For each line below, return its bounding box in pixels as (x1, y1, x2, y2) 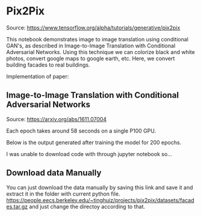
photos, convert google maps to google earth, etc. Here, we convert (6, 55, 175, 62)
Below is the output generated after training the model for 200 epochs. (6, 139, 182, 146)
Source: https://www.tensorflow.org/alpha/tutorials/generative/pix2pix (6, 24, 181, 31)
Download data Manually (6, 168, 102, 178)
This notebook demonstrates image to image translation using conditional (6, 35, 188, 43)
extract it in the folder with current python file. (6, 190, 120, 197)
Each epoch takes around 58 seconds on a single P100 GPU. (6, 127, 156, 134)
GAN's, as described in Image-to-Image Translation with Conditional (6, 42, 176, 49)
